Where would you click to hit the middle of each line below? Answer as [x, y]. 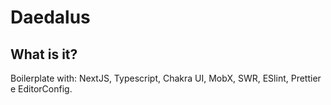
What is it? [44, 54]
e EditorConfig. [41, 89]
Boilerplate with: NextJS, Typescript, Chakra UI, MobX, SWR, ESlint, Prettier [166, 78]
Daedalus [50, 17]
